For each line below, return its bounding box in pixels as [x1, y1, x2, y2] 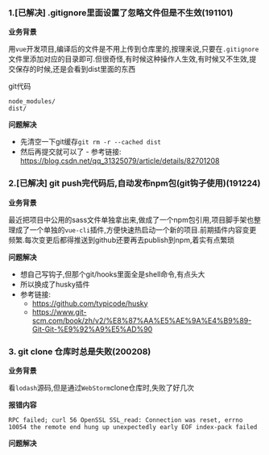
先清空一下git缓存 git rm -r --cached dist [19, 137, 162, 147]
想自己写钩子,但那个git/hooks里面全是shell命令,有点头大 [19, 269, 205, 279]
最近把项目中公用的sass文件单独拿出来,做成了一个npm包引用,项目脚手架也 [8, 215, 255, 224]
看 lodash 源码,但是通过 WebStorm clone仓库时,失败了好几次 [8, 382, 195, 392]
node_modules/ [8, 98, 56, 106]
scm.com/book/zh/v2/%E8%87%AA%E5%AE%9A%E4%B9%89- [31, 315, 252, 325]
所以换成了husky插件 [19, 279, 90, 289]
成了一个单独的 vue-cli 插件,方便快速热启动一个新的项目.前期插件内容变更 [14, 224, 257, 235]
